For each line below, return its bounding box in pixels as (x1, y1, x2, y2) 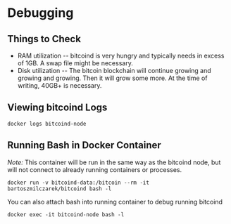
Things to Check (7, 33, 81, 45)
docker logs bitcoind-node (7, 120, 87, 127)
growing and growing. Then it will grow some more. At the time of (17, 74, 208, 82)
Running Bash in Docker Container (7, 139, 162, 152)
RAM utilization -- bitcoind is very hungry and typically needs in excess (17, 51, 225, 60)
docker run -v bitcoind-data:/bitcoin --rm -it (7, 179, 150, 186)
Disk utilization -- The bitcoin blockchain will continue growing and (17, 67, 211, 74)
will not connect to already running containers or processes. (7, 165, 182, 173)
